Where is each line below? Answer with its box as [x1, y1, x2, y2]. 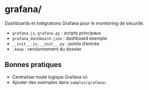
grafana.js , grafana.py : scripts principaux [12, 30, 102, 36]
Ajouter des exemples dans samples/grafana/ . [12, 79, 108, 85]
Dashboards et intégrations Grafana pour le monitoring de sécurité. [5, 20, 144, 26]
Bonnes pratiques [5, 60, 62, 69]
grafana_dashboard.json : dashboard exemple [12, 35, 107, 41]
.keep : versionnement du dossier [12, 46, 82, 52]
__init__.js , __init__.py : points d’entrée [12, 40, 100, 46]
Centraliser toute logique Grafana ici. [12, 74, 89, 80]
